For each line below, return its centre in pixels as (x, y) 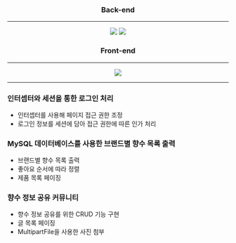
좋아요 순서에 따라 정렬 (48, 169)
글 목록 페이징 (36, 223)
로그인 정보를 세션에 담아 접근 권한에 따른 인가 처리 (87, 124)
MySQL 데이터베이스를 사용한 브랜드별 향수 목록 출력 (91, 143)
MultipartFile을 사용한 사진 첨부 (61, 232)
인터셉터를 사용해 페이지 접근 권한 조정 (70, 114)
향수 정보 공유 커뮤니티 (43, 198)
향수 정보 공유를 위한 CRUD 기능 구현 (68, 214)
